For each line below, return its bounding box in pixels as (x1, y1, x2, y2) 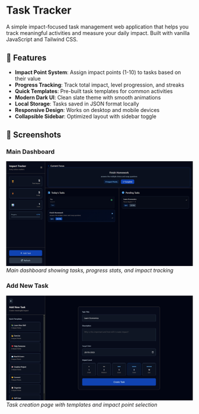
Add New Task (6, 282, 49, 290)
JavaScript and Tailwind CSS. (6, 36, 78, 43)
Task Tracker (6, 4, 72, 17)
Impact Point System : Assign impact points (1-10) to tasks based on (14, 69, 181, 76)
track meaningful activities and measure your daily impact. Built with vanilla (6, 29, 190, 36)
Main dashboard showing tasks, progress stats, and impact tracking (6, 267, 174, 274)
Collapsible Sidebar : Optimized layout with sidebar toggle (14, 113, 157, 120)
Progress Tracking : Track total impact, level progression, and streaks (14, 81, 185, 88)
